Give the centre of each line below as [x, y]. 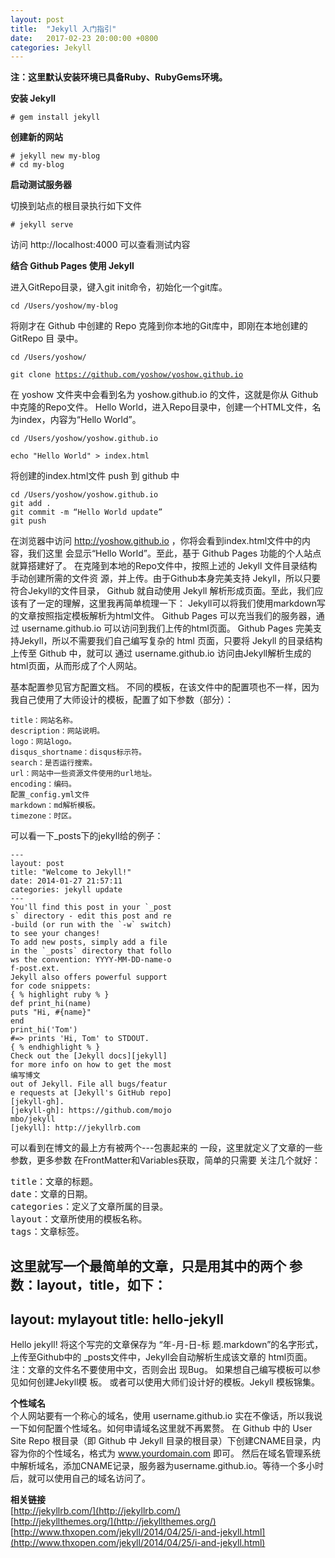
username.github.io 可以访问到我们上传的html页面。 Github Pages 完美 [167, 628]
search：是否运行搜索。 [54, 763]
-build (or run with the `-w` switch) [91, 925]
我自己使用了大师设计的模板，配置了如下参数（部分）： [122, 700]
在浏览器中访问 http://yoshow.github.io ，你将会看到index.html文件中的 [156, 541]
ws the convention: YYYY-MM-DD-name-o [91, 960]
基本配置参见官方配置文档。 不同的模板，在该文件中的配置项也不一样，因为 [165, 687]
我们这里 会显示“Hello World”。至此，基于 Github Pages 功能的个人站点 [174, 553]
